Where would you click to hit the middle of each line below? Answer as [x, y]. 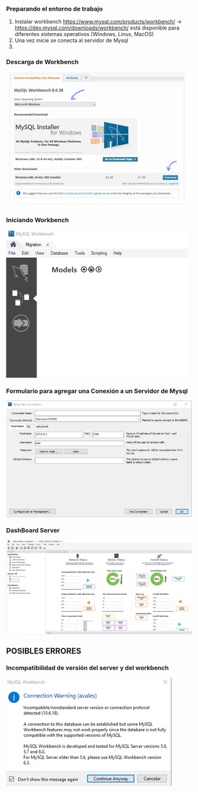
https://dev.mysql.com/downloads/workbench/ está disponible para [97, 28]
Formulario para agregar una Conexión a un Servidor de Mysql [97, 391]
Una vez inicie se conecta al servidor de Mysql [71, 41]
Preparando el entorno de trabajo [55, 9]
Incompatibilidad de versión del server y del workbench [88, 668]
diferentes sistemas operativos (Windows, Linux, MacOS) [84, 34]
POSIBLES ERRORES [44, 651]
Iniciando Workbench [37, 220]
